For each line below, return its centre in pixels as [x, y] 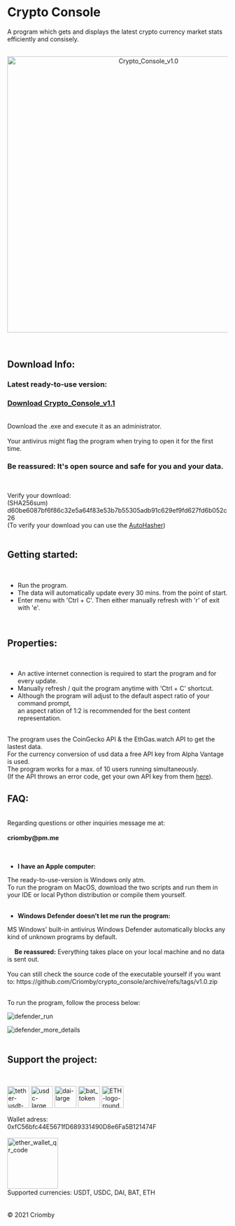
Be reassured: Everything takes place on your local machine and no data [120, 952]
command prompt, [44, 703]
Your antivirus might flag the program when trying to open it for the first [110, 441]
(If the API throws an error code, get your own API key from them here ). [110, 776]
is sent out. [23, 959]
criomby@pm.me [33, 838]
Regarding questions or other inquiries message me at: [86, 823]
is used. [19, 762]
